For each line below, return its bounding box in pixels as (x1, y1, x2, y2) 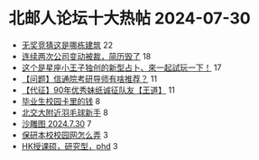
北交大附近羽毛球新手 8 (21, 107, 109, 118)
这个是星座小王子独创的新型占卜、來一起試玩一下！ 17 (21, 62, 222, 73)
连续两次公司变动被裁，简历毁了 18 (21, 50, 152, 61)
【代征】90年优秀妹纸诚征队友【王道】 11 (21, 84, 175, 95)
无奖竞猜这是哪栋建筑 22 (21, 40, 114, 50)
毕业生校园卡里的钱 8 (21, 95, 101, 106)
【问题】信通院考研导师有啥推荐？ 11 (21, 73, 158, 84)
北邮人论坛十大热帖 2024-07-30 (8, 8, 251, 29)
